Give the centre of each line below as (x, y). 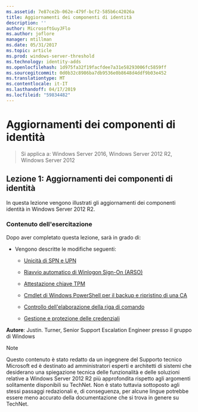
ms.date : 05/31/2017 (32, 45)
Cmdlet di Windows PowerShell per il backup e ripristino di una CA (106, 295)
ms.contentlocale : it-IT (37, 84)
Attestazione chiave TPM (54, 284)
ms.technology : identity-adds (44, 62)
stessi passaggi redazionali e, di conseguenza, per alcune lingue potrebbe (98, 391)
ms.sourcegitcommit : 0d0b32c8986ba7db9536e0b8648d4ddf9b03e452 (86, 73)
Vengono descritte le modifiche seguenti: (65, 249)
